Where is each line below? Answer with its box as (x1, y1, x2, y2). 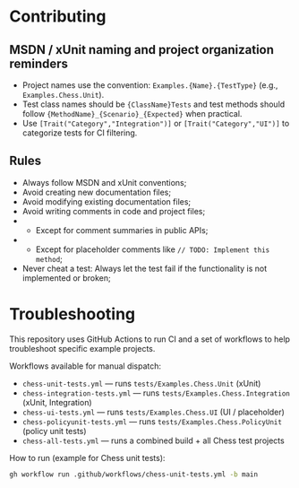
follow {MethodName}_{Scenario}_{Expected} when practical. (21, 109, 243, 118)
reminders (9, 56, 69, 71)
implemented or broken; (21, 272, 112, 283)
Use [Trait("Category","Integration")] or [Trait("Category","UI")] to (21, 118, 290, 128)
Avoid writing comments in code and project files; (21, 205, 206, 216)
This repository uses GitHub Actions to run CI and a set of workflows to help (9, 334, 291, 344)
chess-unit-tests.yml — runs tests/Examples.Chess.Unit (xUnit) (21, 378, 261, 388)
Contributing (9, 6, 107, 27)
